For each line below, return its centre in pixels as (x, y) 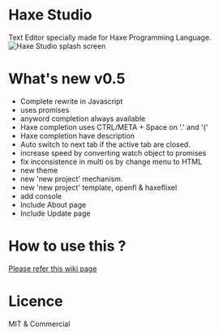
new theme (39, 170)
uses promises (45, 110)
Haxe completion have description (77, 135)
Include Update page (55, 213)
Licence (36, 301)
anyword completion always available (83, 118)
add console (41, 195)
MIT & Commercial (39, 324)
